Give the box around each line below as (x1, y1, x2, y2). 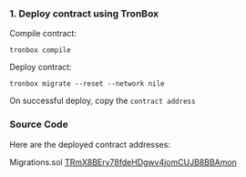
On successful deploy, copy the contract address (9, 95, 196, 107)
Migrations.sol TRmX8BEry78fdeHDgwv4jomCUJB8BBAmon (9, 156, 237, 167)
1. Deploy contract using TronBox (9, 7, 159, 20)
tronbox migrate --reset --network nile (9, 79, 166, 88)
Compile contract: (9, 28, 77, 39)
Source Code (9, 118, 68, 130)
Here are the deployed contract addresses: (9, 139, 171, 150)
